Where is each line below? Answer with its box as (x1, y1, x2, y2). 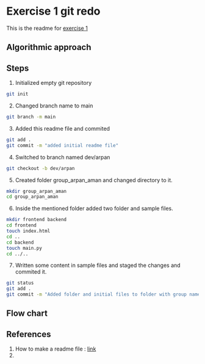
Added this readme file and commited (15, 125, 110, 132)
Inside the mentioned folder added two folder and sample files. (15, 205, 174, 212)
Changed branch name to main (15, 102, 93, 109)
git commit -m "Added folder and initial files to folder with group (6, 291, 187, 297)
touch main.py (6, 245, 43, 251)
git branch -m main (6, 114, 56, 120)
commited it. (15, 268, 47, 275)
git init (6, 91, 29, 97)
